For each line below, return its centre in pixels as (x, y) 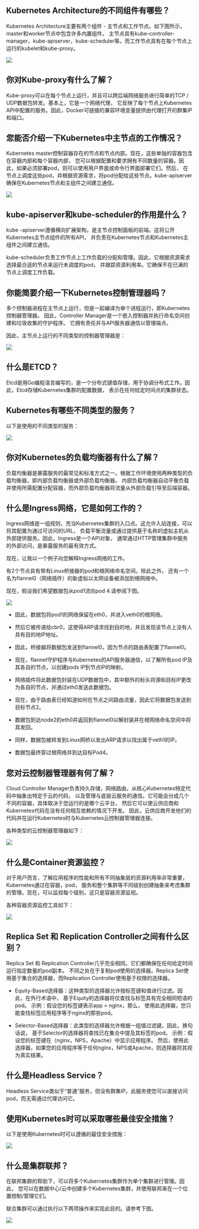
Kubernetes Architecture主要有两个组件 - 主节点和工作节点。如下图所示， (96, 26)
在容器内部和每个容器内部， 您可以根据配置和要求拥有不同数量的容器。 (92, 161)
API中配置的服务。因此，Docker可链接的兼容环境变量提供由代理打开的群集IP (99, 110)
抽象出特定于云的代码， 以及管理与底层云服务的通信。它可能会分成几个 (103, 796)
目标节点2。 (29, 707)
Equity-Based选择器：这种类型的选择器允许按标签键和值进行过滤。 (96, 990)
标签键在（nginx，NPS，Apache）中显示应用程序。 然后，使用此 (110, 1040)
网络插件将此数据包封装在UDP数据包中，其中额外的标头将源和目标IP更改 (103, 680)
